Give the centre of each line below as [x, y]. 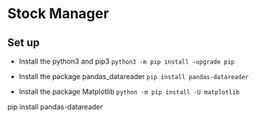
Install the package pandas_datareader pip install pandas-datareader [134, 76]
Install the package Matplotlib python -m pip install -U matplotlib [129, 92]
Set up [24, 43]
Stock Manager [58, 14]
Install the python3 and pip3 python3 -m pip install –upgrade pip [127, 61]
